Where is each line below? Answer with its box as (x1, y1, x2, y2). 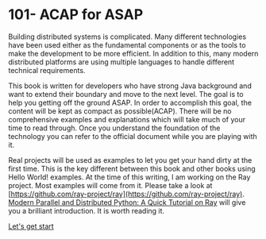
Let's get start (8, 221, 54, 231)
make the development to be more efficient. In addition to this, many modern (8, 48, 259, 58)
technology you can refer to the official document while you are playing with (8, 131, 258, 141)
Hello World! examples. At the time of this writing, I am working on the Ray (8, 172, 251, 182)
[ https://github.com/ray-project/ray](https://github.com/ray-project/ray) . (8, 189, 245, 199)
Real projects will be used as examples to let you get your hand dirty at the (8, 155, 253, 164)
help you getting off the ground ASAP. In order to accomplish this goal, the (8, 98, 253, 107)
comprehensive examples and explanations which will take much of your (8, 114, 246, 124)
